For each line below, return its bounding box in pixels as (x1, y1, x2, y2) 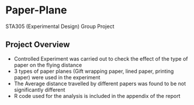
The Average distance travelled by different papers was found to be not (13, 80, 186, 87)
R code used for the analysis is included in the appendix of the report (13, 92, 181, 99)
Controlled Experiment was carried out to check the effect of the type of (13, 55, 188, 62)
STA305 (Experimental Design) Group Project (5, 23, 115, 30)
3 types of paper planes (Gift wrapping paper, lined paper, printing (13, 68, 174, 75)
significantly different (13, 86, 65, 93)
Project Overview (5, 40, 70, 50)
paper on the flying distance (13, 61, 82, 68)
